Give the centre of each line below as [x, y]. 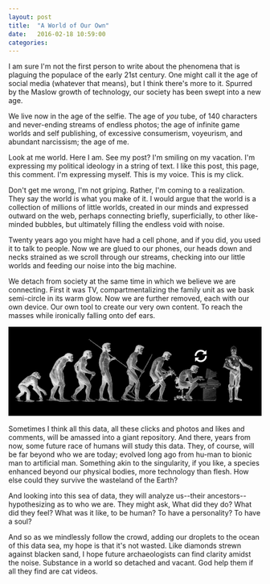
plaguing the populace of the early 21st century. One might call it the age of [133, 75]
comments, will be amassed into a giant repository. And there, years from [130, 437]
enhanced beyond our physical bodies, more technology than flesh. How [129, 471]
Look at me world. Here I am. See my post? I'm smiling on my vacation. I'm [132, 158]
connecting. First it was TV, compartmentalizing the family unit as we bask [131, 290]
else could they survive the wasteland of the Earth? [93, 480]
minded [21, 225]
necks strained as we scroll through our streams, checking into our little [127, 257]
